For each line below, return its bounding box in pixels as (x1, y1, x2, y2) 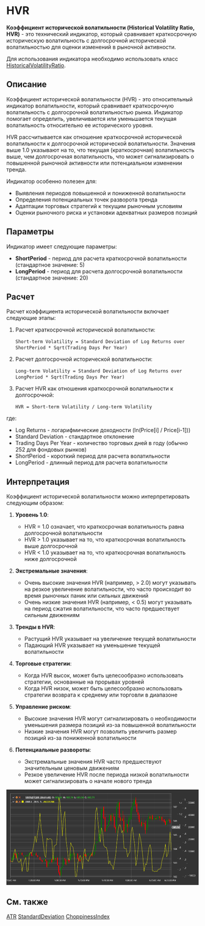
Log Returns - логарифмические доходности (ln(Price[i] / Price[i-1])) (15, 427, 191, 434)
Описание (6, 79, 47, 90)
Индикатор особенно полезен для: (6, 178, 97, 185)
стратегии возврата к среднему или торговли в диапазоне (24, 691, 178, 699)
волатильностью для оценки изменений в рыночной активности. (6, 43, 176, 51)
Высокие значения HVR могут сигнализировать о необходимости (24, 715, 196, 722)
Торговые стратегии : (15, 660, 72, 667)
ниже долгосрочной (24, 555, 77, 563)
